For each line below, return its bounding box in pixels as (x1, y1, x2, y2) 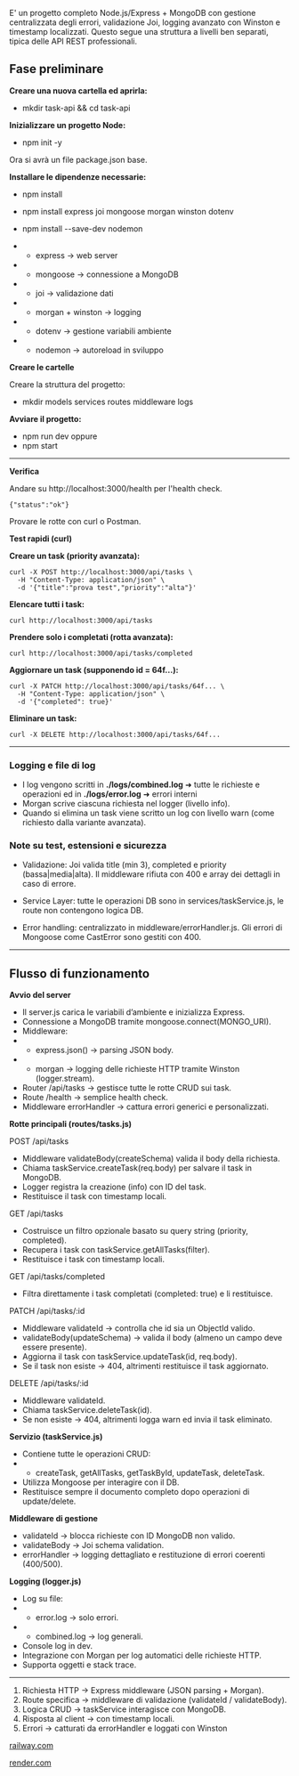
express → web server (35, 249, 118, 261)
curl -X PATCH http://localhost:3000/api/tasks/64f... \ (9, 681, 225, 691)
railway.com (9, 1740, 53, 1751)
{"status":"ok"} (9, 500, 69, 509)
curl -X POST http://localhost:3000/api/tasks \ (9, 567, 193, 577)
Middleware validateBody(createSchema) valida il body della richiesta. (21, 1153, 280, 1164)
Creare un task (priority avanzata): (9, 550, 141, 561)
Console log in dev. (21, 1641, 93, 1651)
